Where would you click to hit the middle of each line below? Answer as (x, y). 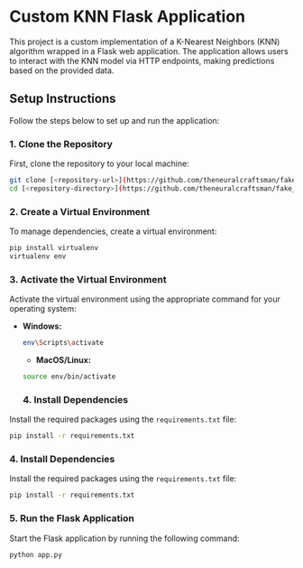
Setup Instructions (63, 99)
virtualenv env (38, 256)
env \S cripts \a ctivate (63, 343)
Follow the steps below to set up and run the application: (115, 120)
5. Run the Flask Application (72, 518)
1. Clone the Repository (61, 144)
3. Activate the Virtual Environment (88, 279)
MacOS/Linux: (64, 360)
